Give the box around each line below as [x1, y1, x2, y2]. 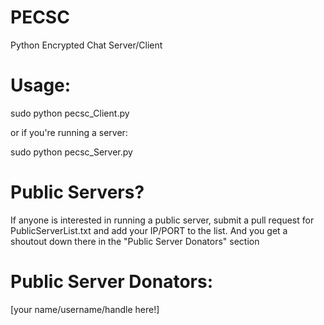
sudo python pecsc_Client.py [10, 107, 130, 119]
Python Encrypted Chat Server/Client [10, 39, 163, 51]
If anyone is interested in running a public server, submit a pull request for [10, 214, 315, 226]
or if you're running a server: [10, 126, 128, 138]
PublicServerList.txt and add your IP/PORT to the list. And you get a [10, 224, 288, 236]
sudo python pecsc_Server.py [10, 146, 133, 158]
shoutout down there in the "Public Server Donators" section [10, 235, 260, 247]
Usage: [10, 74, 72, 97]
